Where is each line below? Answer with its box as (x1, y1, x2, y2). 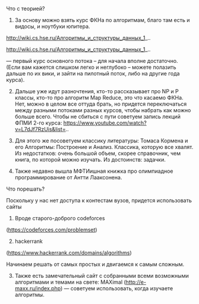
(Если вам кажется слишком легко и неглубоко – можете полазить (6, 64, 176, 71)
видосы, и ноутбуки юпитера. (14, 23, 90, 30)
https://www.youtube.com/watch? (63, 119, 147, 126)
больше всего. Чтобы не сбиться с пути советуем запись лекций (14, 113, 181, 120)
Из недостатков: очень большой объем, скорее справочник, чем (14, 150, 181, 157)
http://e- (125, 278, 147, 286)
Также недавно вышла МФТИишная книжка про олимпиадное (14, 167, 173, 175)
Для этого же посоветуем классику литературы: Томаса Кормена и (14, 137, 188, 144)
